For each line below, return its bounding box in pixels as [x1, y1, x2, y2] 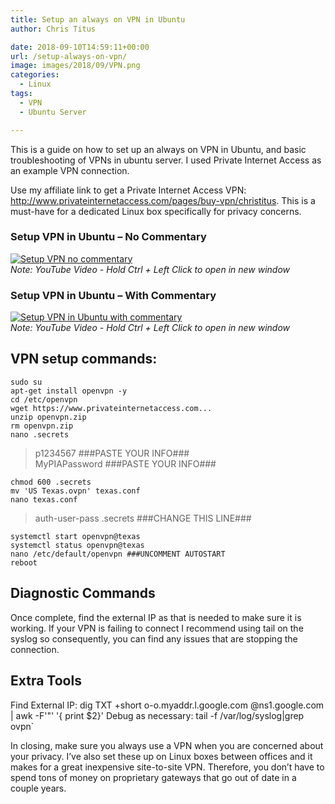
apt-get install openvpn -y [10, 386, 128, 396]
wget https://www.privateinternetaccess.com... [10, 403, 213, 413]
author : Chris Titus [10, 24, 97, 34]
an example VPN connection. [10, 164, 130, 176]
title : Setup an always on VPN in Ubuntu [10, 14, 186, 25]
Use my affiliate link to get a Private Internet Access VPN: [10, 184, 247, 196]
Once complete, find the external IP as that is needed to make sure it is [10, 611, 302, 623]
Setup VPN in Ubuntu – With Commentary [10, 288, 217, 302]
